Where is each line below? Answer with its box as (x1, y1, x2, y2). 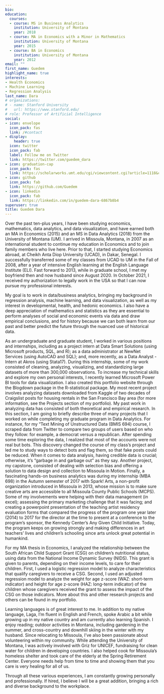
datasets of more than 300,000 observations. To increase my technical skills (5, 369, 159, 375)
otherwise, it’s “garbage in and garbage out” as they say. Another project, (5, 457, 153, 463)
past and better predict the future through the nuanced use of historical (5, 324, 149, 329)
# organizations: (5, 98, 41, 103)
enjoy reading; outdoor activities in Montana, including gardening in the (5, 622, 149, 628)
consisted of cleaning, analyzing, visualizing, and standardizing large (5, 364, 144, 370)
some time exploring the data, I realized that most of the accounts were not (5, 437, 156, 443)
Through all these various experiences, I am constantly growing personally (5, 673, 155, 679)
